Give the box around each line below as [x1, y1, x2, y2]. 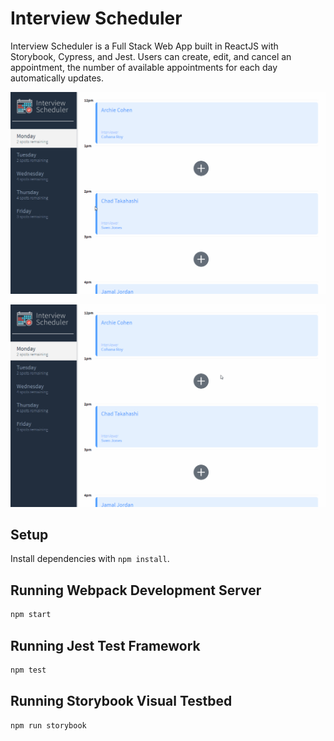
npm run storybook [10, 720, 87, 731]
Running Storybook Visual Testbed [10, 693, 233, 710]
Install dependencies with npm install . [10, 553, 170, 565]
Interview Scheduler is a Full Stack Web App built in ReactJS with [10, 40, 279, 52]
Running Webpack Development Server [10, 582, 262, 599]
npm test [10, 665, 47, 675]
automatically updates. [10, 72, 105, 84]
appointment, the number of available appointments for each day [10, 61, 278, 73]
